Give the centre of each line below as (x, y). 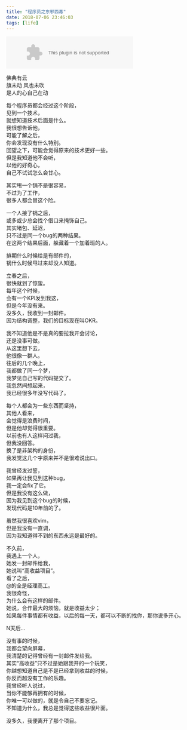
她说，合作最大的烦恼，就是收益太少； (53, 608)
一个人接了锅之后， (30, 213)
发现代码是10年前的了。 (35, 508)
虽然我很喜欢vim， (29, 521)
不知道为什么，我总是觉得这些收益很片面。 (59, 708)
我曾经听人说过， (27, 686)
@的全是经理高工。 (30, 585)
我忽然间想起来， (27, 385)
